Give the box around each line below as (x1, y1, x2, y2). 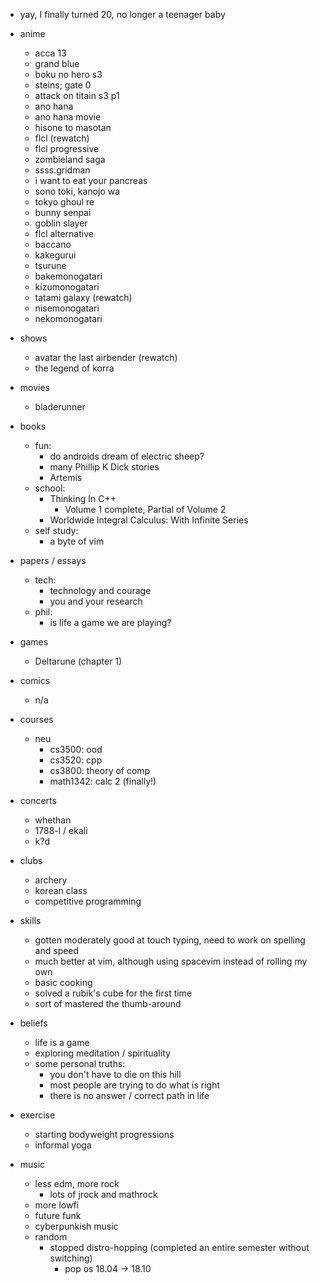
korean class (34, 885, 88, 896)
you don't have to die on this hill (49, 1069, 182, 1080)
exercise (19, 1109, 56, 1121)
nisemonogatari (34, 302, 100, 314)
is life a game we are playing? (49, 617, 172, 628)
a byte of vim (49, 535, 105, 547)
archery (34, 874, 68, 886)
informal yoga (34, 1139, 92, 1151)
